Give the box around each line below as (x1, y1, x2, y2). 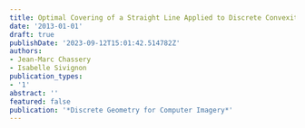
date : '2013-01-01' (9, 22, 84, 31)
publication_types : (9, 72, 84, 81)
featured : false (9, 96, 71, 106)
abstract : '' (9, 88, 59, 97)
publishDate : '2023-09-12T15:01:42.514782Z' (9, 38, 181, 48)
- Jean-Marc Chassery (9, 55, 92, 64)
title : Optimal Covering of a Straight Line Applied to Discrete (9, 13, 261, 23)
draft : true (9, 30, 54, 39)
